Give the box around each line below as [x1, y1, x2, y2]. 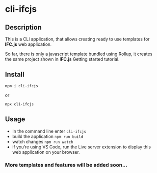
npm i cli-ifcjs [5, 83, 38, 88]
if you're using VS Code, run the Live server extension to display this [12, 144, 151, 150]
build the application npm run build [12, 133, 83, 139]
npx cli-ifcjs [5, 102, 34, 106]
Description [5, 23, 42, 32]
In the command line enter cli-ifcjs [12, 128, 87, 134]
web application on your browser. [12, 149, 80, 155]
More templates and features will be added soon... [5, 161, 128, 168]
